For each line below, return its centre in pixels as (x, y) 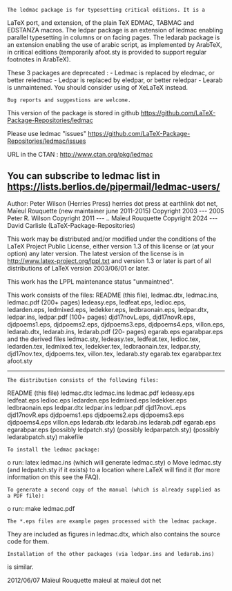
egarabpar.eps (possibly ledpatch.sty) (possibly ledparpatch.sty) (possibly (113, 429)
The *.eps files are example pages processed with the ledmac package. (112, 521)
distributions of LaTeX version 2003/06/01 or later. (79, 268)
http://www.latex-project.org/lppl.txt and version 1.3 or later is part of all (109, 261)
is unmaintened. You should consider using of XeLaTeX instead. (98, 87)
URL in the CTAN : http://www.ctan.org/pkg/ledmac (80, 154)
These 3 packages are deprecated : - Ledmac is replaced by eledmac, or (111, 73)
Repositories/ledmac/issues (47, 141)
